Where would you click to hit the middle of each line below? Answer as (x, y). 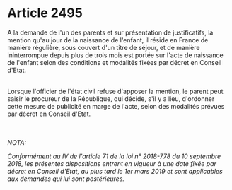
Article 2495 (45, 13)
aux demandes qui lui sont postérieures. (66, 179)
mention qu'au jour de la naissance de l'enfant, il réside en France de (108, 40)
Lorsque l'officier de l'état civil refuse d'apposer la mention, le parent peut (116, 91)
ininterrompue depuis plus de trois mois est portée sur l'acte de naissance (116, 55)
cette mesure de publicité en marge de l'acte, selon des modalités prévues (116, 106)
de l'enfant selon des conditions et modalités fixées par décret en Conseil (115, 62)
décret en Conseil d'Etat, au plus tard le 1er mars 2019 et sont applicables (115, 171)
